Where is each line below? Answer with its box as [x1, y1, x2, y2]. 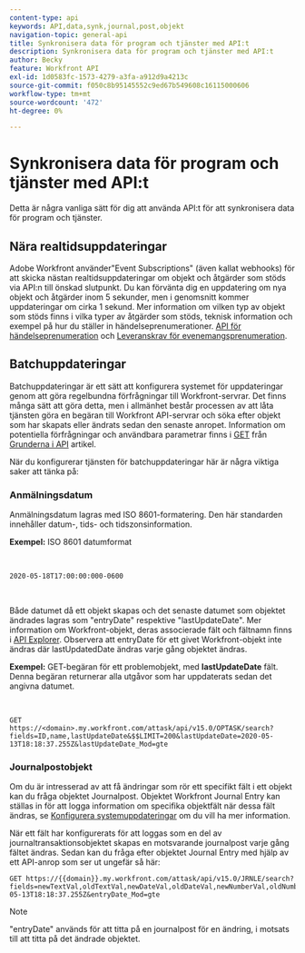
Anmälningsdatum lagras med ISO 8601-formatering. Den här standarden [9, 510, 283, 521]
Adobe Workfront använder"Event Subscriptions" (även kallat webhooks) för [9, 263, 295, 273]
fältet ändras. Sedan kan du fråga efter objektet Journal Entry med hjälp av [9, 847, 289, 859]
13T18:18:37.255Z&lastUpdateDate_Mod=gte [9, 740, 169, 749]
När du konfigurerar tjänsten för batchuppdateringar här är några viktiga [9, 456, 280, 467]
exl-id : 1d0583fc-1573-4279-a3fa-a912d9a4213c [9, 73, 189, 82]
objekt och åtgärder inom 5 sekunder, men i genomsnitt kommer [9, 292, 250, 303]
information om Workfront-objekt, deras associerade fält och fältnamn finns [9, 624, 292, 636]
